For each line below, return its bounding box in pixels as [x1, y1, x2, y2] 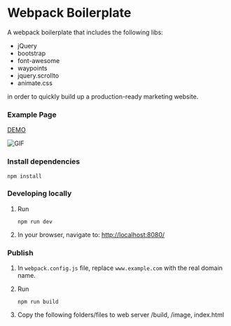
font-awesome [17, 56, 60, 64]
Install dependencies [7, 157, 80, 166]
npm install [7, 173, 42, 180]
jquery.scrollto [17, 71, 59, 80]
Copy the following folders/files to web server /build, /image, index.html [17, 311, 225, 319]
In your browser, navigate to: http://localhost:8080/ [17, 230, 165, 239]
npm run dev [17, 218, 52, 225]
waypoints [17, 64, 48, 72]
